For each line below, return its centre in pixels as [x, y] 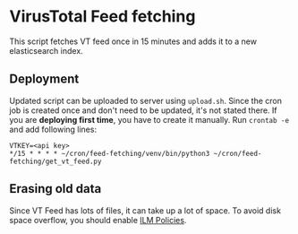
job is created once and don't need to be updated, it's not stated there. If [143, 110]
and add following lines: [53, 129]
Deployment [44, 79]
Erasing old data [55, 189]
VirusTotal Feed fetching [102, 17]
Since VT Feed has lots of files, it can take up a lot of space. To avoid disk [145, 210]
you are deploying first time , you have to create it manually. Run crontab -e [149, 119]
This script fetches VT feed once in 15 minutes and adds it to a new [133, 41]
